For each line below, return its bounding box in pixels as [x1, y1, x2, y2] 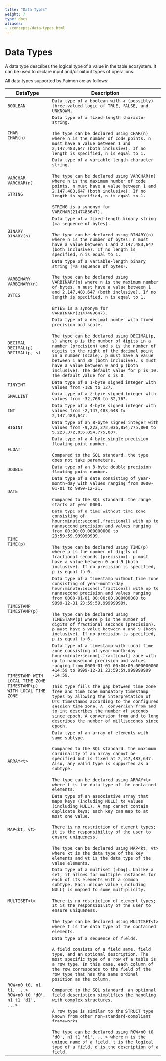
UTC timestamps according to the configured [52, 699, 159, 704]
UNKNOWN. [52, 108, 73, 114]
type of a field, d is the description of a [52, 1044, 159, 1050]
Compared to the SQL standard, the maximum [52, 746, 156, 752]
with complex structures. [52, 997, 113, 1003]
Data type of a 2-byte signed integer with [52, 391, 156, 397]
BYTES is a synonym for [52, 306, 108, 311]
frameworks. [52, 1018, 81, 1024]
